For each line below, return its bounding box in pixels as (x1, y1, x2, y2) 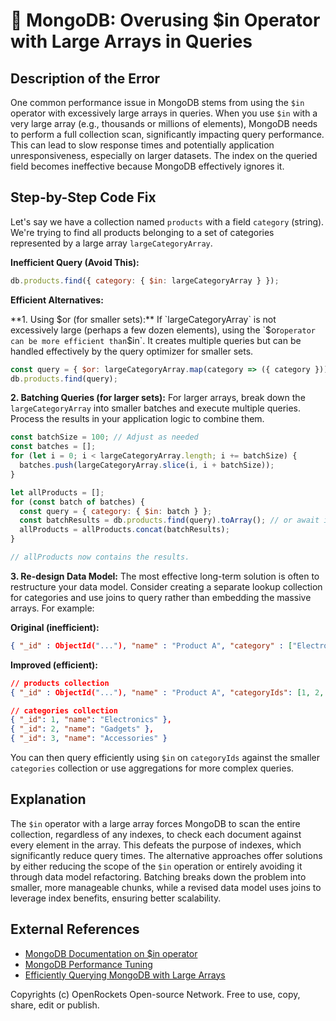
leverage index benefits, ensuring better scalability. (10, 892, 222, 904)
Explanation (10, 791, 87, 808)
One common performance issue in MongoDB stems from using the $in (10, 97, 305, 108)
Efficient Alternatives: (10, 294, 104, 306)
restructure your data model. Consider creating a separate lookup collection (10, 580, 323, 593)
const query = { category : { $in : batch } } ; (19, 506, 213, 516)
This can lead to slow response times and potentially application (10, 139, 275, 151)
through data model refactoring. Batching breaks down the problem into (10, 870, 307, 883)
